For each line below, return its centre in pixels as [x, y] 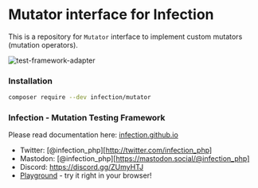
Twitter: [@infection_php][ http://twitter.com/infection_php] [116, 150]
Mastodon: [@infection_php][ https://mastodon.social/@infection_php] [135, 159]
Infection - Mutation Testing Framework [87, 118]
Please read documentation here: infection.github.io [94, 135]
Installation [31, 81]
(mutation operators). [43, 44]
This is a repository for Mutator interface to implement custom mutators [125, 36]
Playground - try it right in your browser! [86, 175]
